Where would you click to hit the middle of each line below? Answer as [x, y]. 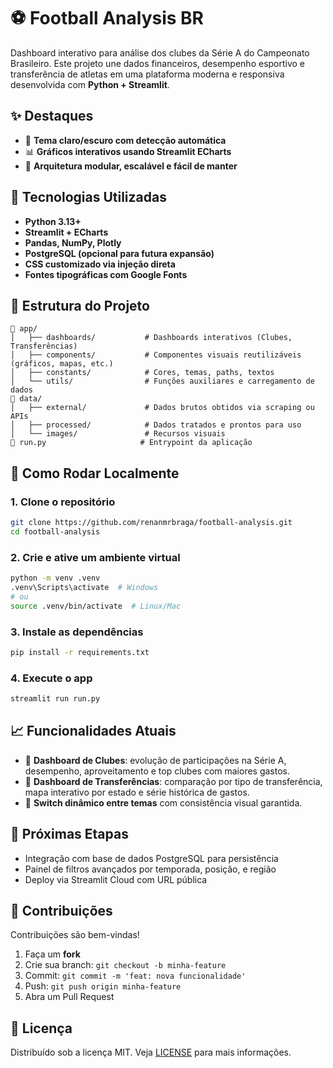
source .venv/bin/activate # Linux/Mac [96, 606]
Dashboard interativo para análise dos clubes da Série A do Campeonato [160, 52]
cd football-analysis [55, 531]
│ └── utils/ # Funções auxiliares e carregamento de [162, 381]
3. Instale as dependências [77, 632]
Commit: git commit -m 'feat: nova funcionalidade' [135, 976]
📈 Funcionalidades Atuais [93, 731]
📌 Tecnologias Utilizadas [88, 197]
